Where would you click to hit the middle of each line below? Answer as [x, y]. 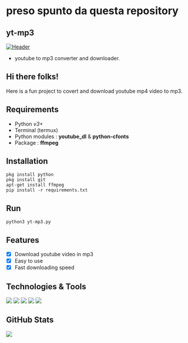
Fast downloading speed [44, 267]
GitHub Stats [30, 320]
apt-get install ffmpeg [35, 185]
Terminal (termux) [36, 130]
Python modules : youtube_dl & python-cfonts [72, 136]
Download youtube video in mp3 [54, 254]
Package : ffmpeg [36, 142]
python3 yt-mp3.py [28, 222]
